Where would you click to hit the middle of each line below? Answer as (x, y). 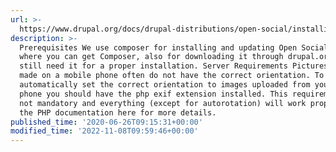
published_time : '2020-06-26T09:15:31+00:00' (106, 122)
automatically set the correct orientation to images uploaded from (165, 85)
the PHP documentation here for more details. (118, 112)
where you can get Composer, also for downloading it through (151, 57)
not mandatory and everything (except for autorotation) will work (163, 103)
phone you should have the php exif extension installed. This (153, 94)
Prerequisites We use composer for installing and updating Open (158, 47)
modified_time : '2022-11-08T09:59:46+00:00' (104, 131)
